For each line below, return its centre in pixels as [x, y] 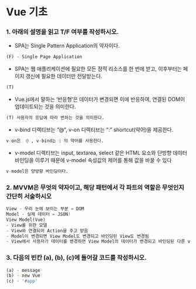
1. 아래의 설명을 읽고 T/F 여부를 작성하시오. [62, 32]
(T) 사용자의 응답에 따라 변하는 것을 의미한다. [55, 118]
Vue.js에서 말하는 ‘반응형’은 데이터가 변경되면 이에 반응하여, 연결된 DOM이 [100, 99]
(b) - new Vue [23, 276]
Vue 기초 [27, 12]
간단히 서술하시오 [29, 196]
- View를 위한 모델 [27, 225]
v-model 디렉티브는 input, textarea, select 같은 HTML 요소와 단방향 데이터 [101, 153]
